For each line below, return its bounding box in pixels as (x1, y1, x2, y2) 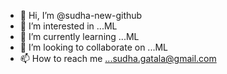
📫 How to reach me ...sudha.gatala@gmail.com (19, 53, 217, 64)
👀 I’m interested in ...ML (19, 20, 118, 32)
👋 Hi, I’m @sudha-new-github (19, 10, 143, 21)
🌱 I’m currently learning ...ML (19, 31, 140, 42)
